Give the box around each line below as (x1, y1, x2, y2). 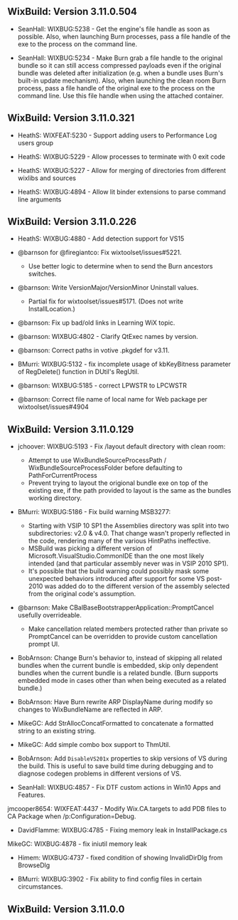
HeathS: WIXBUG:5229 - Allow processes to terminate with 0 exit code (17, 152, 226, 161)
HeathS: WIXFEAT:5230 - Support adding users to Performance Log (17, 131, 217, 140)
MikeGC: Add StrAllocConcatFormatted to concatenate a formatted (17, 719, 214, 728)
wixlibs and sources (17, 174, 77, 182)
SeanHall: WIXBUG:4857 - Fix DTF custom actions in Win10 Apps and (17, 783, 222, 792)
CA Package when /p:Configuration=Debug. (7, 812, 136, 821)
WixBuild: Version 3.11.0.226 (7, 216, 137, 228)
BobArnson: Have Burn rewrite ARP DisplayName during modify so (17, 698, 213, 706)
